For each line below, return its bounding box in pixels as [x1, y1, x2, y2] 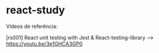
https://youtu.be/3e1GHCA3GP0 [6, 40, 83, 47]
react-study [6, 3, 65, 17]
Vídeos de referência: [6, 23, 58, 30]
